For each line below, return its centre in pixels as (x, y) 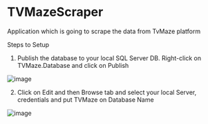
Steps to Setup (28, 44)
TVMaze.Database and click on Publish (73, 65)
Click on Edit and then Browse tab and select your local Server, (107, 92)
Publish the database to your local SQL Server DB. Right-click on (109, 58)
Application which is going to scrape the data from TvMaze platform (104, 31)
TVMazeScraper (55, 12)
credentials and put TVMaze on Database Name (85, 99)
